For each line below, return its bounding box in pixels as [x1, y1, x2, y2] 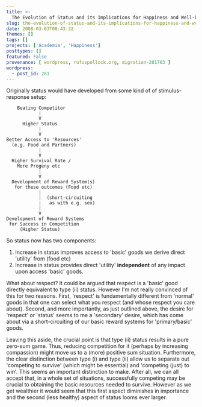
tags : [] [6, 37, 28, 43]
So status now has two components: [6, 237, 97, 244]
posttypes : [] [6, 48, 42, 54]
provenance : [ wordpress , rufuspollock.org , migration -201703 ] [6, 59, 171, 65]
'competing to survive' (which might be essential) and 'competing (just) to [6, 362, 189, 369]
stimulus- [158, 87, 182, 94]
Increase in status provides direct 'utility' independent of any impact [14, 262, 185, 269]
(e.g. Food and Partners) [11, 142, 77, 148]
